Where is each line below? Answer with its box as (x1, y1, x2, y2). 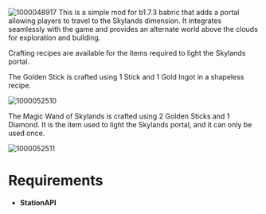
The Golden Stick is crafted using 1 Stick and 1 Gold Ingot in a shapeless (8, 72, 244, 81)
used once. (8, 128, 45, 138)
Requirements (8, 172, 104, 190)
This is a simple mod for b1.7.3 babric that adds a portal (58, 8, 240, 17)
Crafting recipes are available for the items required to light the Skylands (8, 49, 246, 57)
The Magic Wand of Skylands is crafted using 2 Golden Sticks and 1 (8, 111, 230, 121)
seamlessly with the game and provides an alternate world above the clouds (8, 25, 259, 33)
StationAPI (19, 197, 57, 207)
